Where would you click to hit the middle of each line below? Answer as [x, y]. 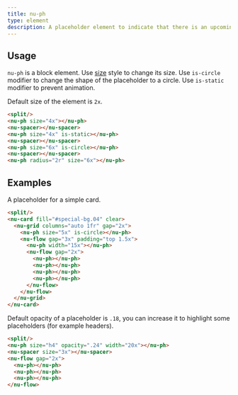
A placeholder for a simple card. [54, 200]
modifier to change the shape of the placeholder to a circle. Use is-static [116, 80]
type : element [28, 21]
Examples [29, 182]
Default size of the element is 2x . [55, 102]
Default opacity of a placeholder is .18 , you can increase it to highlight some [119, 319]
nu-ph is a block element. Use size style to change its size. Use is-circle [114, 73]
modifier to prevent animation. [51, 88]
